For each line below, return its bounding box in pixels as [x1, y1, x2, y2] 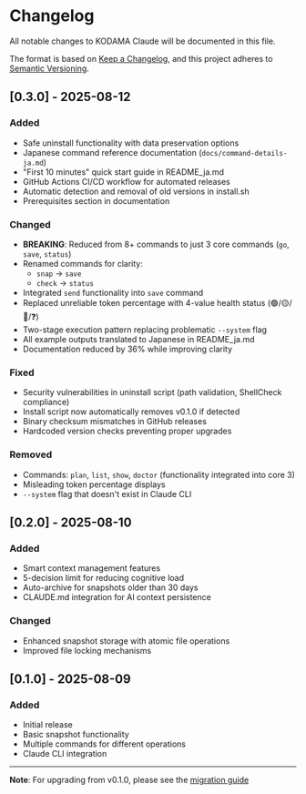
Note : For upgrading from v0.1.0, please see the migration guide [9, 775, 250, 786]
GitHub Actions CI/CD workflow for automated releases [22, 176, 230, 187]
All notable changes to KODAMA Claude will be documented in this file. [9, 36, 276, 46]
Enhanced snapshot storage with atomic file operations [22, 635, 230, 646]
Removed [9, 448, 53, 461]
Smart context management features [22, 563, 161, 574]
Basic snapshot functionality [22, 729, 129, 740]
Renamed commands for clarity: [22, 258, 143, 269]
